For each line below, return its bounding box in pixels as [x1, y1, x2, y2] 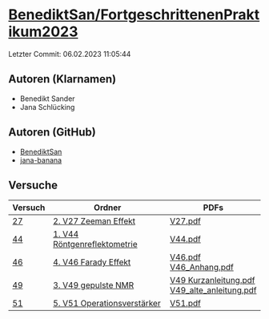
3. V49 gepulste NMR [53, 280, 134, 291]
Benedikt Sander [19, 94, 75, 103]
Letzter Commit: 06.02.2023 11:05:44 [8, 49, 131, 59]
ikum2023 [8, 22, 78, 41]
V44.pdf [169, 234, 202, 245]
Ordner [93, 202, 122, 213]
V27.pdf [169, 216, 202, 227]
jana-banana [19, 155, 62, 165]
